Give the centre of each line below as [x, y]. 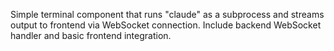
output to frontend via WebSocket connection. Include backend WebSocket [166, 25]
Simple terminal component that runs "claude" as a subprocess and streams [167, 14]
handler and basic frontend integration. [91, 35]
